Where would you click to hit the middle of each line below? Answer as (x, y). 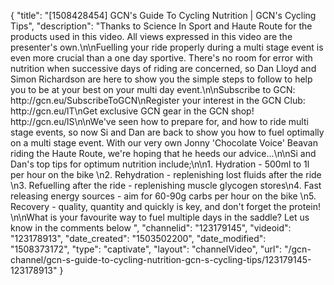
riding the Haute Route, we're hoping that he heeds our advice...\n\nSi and (163, 153)
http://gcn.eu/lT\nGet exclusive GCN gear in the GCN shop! (132, 111)
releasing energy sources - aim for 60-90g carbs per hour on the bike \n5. (163, 196)
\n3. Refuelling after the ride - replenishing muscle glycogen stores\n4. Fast (166, 185)
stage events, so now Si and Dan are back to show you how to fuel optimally (167, 132)
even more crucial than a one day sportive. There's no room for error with (161, 58)
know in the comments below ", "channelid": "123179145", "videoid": (151, 228)
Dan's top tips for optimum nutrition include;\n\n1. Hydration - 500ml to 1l (160, 164)
